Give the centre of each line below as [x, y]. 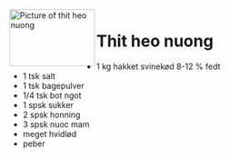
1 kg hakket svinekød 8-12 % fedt [159, 66]
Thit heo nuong [155, 41]
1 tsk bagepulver [53, 85]
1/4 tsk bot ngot [52, 95]
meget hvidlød [50, 133]
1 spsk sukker [48, 104]
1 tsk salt [39, 75]
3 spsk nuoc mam [56, 124]
